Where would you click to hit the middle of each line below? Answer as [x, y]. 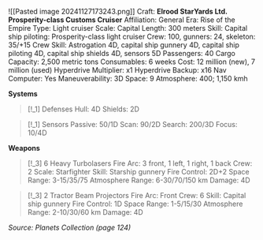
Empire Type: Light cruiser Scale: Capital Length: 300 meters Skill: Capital [128, 28]
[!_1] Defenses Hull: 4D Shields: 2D [83, 109]
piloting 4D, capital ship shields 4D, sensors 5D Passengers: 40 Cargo [122, 53]
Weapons [24, 148]
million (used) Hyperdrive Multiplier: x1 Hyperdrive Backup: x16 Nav [117, 70]
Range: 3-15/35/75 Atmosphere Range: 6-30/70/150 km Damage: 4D [139, 180]
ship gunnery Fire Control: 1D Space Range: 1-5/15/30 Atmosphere [135, 204]
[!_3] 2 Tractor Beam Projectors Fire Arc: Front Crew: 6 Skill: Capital [137, 195]
